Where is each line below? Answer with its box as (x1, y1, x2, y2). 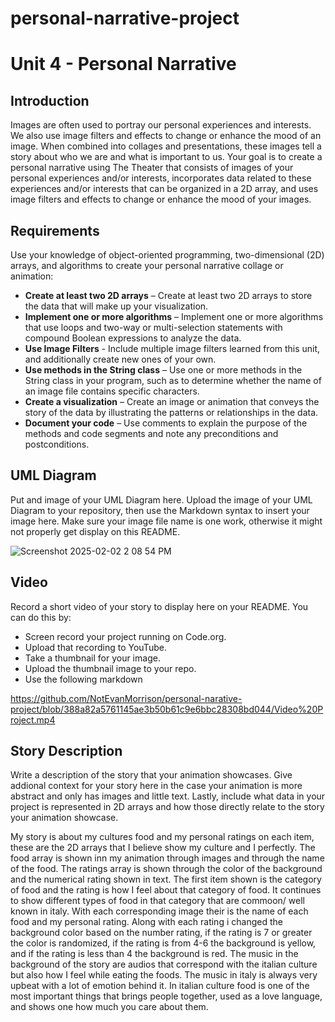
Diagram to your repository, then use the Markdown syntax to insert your (10, 504, 310, 516)
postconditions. (24, 438, 90, 450)
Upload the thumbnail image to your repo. (24, 662, 197, 674)
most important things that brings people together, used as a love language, (10, 990, 323, 1002)
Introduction (10, 92, 90, 109)
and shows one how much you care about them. (10, 1001, 209, 1013)
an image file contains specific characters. (24, 385, 200, 397)
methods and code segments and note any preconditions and (24, 428, 279, 439)
